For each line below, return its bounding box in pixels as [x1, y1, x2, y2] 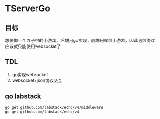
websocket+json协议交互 [12, 78, 63, 83]
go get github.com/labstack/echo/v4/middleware [5, 105, 104, 110]
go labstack [5, 92, 41, 100]
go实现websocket [12, 71, 48, 77]
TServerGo [5, 3, 50, 14]
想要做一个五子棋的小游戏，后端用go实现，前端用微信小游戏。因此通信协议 [5, 38, 155, 43]
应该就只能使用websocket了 [5, 43, 61, 49]
